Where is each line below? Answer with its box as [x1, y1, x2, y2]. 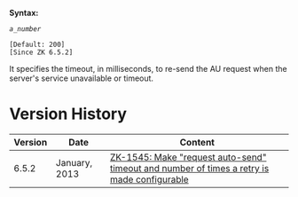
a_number [9, 25, 42, 34]
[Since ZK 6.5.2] [9, 48, 74, 57]
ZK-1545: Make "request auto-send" [109, 151, 267, 163]
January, [56, 156, 93, 169]
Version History [9, 104, 127, 124]
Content [179, 136, 216, 148]
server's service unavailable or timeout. [9, 73, 153, 83]
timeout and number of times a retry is [109, 162, 270, 174]
